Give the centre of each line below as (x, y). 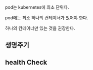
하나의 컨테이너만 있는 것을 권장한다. (40, 28)
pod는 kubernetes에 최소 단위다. (37, 7)
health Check (26, 62)
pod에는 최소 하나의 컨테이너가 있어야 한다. (47, 18)
